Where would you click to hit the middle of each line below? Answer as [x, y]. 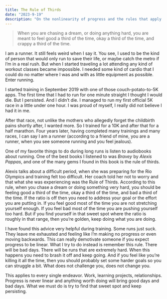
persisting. [16, 292]
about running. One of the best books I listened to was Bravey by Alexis [79, 156]
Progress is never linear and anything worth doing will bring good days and [82, 281]
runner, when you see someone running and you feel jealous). [69, 142]
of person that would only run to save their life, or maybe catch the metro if [82, 59]
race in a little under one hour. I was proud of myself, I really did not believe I [83, 106]
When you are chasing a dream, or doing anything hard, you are [83, 33]
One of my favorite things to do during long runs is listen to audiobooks [78, 151]
